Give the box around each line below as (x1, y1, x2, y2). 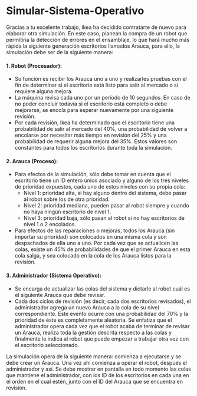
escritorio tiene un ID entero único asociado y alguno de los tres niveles (14, 177, 189, 184)
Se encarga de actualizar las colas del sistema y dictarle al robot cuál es (14, 285, 191, 292)
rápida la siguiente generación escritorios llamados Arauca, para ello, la (6, 42, 180, 49)
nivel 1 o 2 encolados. (23, 221, 77, 228)
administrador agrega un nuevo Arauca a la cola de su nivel (14, 303, 159, 311)
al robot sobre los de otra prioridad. (23, 196, 110, 203)
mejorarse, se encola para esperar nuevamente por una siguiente (14, 107, 174, 114)
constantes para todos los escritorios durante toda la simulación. (14, 144, 173, 151)
